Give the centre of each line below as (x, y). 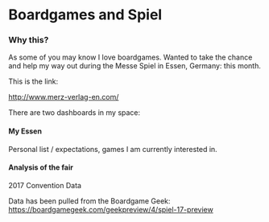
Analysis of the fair (41, 167)
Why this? (29, 40)
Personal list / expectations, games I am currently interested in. (113, 149)
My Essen (25, 131)
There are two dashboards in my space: (74, 113)
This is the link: (33, 81)
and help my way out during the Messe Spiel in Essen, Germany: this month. (135, 66)
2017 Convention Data (45, 185)
